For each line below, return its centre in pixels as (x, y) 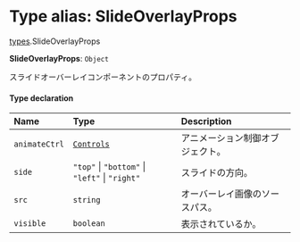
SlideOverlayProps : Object (59, 58)
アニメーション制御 (221, 138)
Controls (91, 144)
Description (206, 121)
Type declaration (42, 98)
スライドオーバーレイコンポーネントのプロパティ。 (103, 77)
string (87, 200)
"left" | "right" (107, 178)
